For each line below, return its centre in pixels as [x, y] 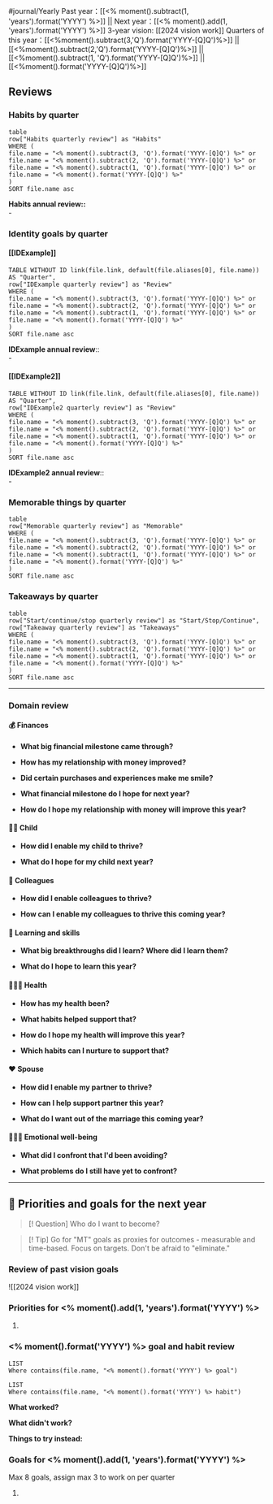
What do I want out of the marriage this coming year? [112, 1118]
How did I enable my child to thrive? [82, 846]
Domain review [39, 705]
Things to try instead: [45, 1438]
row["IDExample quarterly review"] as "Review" [91, 284]
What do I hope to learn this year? [78, 967]
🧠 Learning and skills [44, 933]
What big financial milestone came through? [97, 746]
